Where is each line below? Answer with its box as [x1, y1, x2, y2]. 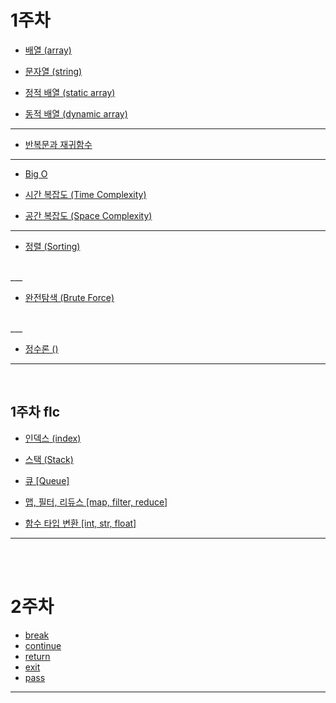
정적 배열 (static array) [24, 86, 116, 98]
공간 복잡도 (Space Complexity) [24, 209, 153, 221]
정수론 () [24, 342, 59, 355]
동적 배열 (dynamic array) [24, 107, 128, 120]
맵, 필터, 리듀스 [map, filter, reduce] [24, 496, 168, 508]
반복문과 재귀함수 [24, 138, 93, 150]
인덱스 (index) [24, 432, 82, 444]
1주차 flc [10, 404, 61, 421]
